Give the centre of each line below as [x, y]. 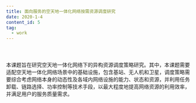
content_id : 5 [23, 22]
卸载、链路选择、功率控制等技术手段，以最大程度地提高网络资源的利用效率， [98, 87]
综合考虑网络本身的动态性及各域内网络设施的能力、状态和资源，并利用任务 [100, 80]
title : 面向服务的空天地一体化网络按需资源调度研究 [61, 11]
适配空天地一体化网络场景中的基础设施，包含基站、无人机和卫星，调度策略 [95, 72]
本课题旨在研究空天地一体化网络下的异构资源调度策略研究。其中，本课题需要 [98, 65]
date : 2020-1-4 [24, 17]
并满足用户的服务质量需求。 [39, 94]
